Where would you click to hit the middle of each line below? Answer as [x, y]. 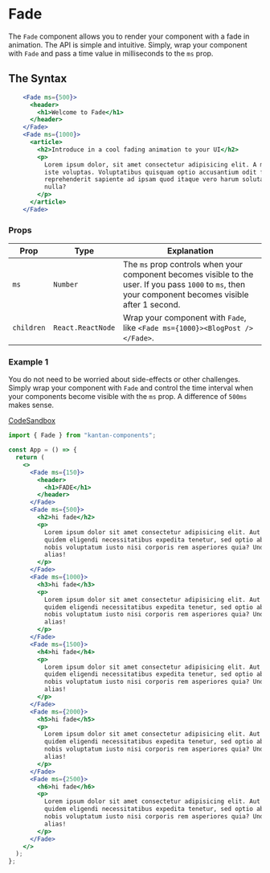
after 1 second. [152, 305]
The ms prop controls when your [183, 265]
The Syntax [38, 78]
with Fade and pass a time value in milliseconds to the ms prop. [111, 53]
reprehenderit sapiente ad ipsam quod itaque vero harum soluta [154, 179]
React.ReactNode [84, 328]
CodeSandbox [32, 421]
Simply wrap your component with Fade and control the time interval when [131, 388]
